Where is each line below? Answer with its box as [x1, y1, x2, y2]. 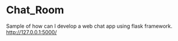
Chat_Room [6, 3, 64, 17]
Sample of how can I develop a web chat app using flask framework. [6, 23, 173, 29]
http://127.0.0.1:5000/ [6, 28, 57, 35]
